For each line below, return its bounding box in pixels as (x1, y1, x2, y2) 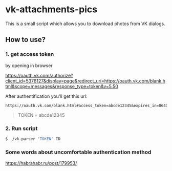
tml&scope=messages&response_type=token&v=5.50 (5, 83, 119, 89)
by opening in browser (5, 62, 53, 69)
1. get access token (5, 51, 54, 58)
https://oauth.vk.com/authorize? (5, 72, 73, 78)
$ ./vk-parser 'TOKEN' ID (5, 136, 60, 141)
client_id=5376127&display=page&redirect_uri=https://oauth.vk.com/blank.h (5, 78, 165, 84)
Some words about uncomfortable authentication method (5, 148, 152, 156)
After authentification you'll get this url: (5, 93, 88, 99)
